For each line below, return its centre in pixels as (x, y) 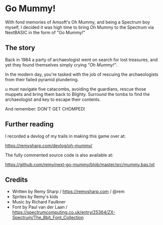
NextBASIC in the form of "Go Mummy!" (45, 32)
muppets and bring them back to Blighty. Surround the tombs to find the (77, 94)
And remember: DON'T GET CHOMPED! (45, 109)
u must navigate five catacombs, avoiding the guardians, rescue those (76, 89)
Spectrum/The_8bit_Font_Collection (48, 218)
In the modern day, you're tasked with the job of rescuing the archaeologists (82, 74)
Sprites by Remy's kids (35, 197)
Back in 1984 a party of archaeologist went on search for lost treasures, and (81, 60)
